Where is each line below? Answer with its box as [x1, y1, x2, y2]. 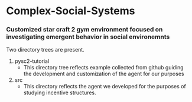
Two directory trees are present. [6, 46, 84, 53]
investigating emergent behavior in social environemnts [6, 33, 170, 41]
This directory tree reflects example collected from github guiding [23, 64, 184, 71]
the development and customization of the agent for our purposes [23, 70, 184, 78]
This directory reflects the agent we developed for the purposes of [23, 83, 186, 90]
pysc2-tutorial [14, 58, 50, 65]
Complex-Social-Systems [6, 4, 135, 18]
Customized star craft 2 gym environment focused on [6, 26, 163, 34]
